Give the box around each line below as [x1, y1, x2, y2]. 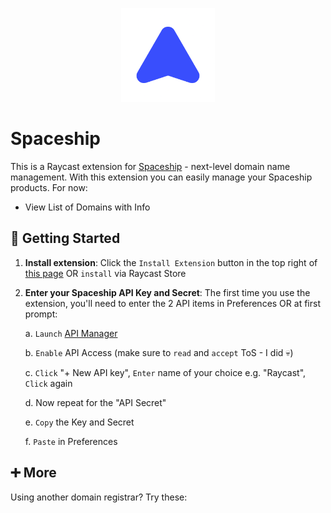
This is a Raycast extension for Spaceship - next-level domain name [10, 160, 291, 172]
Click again [24, 377, 73, 389]
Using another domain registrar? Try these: [10, 491, 188, 503]
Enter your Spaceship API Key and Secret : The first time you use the [24, 286, 311, 298]
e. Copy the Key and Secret [24, 416, 135, 428]
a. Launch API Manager [24, 327, 118, 339]
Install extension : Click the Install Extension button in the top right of [24, 256, 318, 268]
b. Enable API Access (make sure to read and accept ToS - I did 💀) [24, 346, 294, 358]
